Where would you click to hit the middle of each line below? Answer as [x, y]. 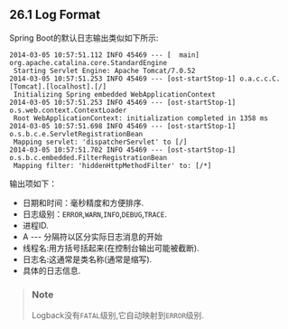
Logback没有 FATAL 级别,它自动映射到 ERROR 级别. [118, 315]
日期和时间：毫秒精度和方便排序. [83, 202]
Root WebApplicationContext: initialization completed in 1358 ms [141, 118]
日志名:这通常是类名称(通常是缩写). [87, 259]
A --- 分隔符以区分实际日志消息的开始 [92, 236]
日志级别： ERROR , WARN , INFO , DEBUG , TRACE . [94, 214]
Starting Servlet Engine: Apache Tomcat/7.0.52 [104, 70]
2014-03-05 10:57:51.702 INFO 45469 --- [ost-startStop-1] [123, 150]
